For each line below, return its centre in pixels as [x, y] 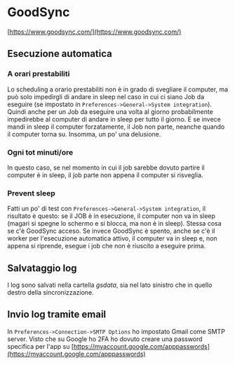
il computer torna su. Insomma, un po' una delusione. [84, 134]
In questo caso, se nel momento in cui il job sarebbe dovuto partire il [106, 167]
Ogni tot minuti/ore [40, 152]
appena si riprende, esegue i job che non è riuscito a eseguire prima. [107, 246]
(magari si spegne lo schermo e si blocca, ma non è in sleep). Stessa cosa [115, 224]
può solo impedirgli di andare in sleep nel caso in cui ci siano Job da [106, 96]
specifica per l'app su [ [41, 346]
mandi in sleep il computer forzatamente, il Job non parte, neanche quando [116, 127]
